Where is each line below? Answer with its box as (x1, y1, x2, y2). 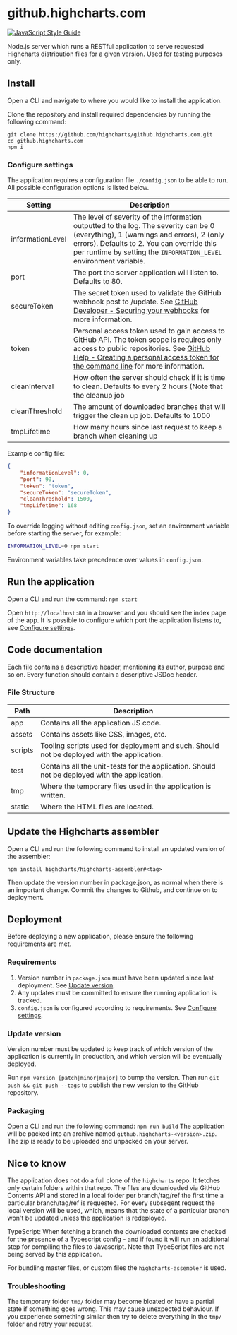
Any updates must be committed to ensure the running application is (17, 988, 217, 997)
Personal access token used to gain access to (73, 326, 226, 336)
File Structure (7, 687, 55, 697)
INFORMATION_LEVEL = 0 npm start (7, 542, 99, 550)
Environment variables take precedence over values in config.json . (7, 555, 203, 564)
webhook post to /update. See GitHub (73, 297, 198, 307)
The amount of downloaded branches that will (73, 402, 226, 412)
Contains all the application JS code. (39, 718, 162, 728)
